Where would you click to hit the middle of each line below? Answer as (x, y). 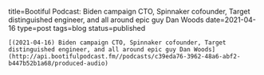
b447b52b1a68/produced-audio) (59, 63)
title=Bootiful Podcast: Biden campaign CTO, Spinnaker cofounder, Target (129, 11)
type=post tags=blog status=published (81, 28)
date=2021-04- (231, 20)
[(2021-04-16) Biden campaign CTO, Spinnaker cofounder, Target (117, 43)
